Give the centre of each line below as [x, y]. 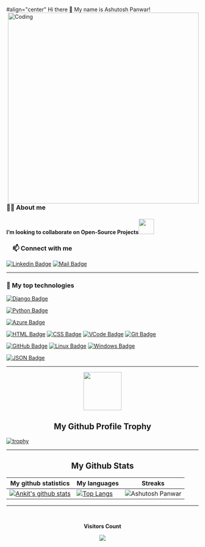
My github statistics [40, 483]
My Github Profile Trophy [103, 426]
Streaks [153, 483]
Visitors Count [103, 526]
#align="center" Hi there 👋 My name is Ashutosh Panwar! [78, 9]
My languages [98, 483]
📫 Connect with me [42, 248]
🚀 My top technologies [40, 285]
